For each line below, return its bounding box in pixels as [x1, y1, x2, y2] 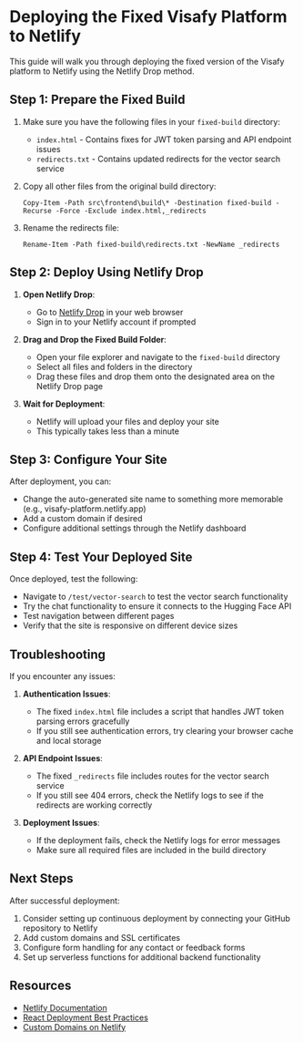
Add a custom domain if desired [22, 513, 143, 524]
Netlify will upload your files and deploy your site [35, 416, 220, 427]
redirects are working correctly [35, 800, 153, 810]
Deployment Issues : [22, 818, 100, 828]
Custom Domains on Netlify [22, 1021, 126, 1032]
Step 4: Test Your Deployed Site [9, 549, 193, 564]
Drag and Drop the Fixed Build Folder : [22, 334, 167, 345]
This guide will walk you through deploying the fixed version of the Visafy [9, 56, 285, 67]
